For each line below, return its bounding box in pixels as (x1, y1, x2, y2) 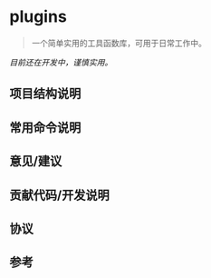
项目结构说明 (9, 86, 82, 102)
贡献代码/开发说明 (9, 187, 110, 203)
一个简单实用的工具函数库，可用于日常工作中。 (31, 37, 206, 48)
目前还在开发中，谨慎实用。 (9, 56, 113, 67)
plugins (9, 6, 68, 27)
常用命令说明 (9, 120, 82, 135)
